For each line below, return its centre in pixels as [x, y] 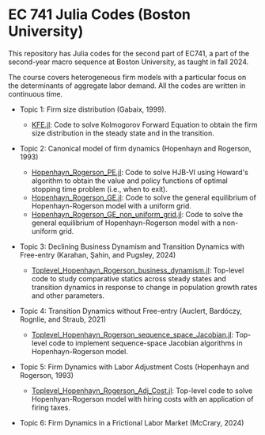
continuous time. [36, 93]
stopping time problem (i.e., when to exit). [99, 189]
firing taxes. [51, 407]
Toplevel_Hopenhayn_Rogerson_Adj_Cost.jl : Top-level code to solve [142, 391]
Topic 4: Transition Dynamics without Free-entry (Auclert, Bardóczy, [131, 311]
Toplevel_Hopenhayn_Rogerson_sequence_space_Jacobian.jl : [132, 334]
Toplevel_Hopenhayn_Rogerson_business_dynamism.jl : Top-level [138, 270]
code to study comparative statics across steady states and [129, 278]
